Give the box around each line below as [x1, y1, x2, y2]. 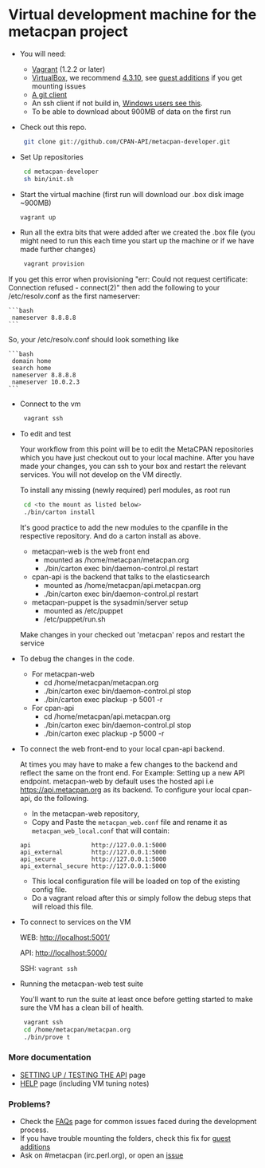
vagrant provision [23, 260, 85, 268]
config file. [31, 884, 68, 894]
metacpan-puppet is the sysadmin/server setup [31, 597, 189, 607]
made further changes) [19, 245, 96, 255]
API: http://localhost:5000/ [19, 948, 107, 957]
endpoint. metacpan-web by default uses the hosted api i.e [19, 776, 214, 786]
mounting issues [31, 81, 86, 91]
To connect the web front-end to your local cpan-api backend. [19, 744, 225, 753]
